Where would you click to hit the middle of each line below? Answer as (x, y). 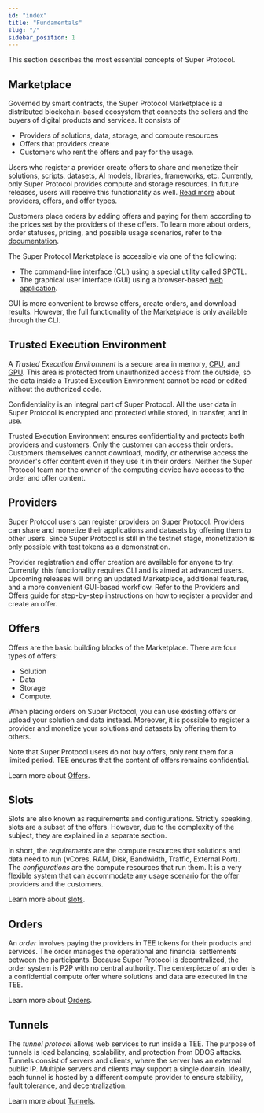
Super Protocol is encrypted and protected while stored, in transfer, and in (128, 412)
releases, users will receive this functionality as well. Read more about (122, 193)
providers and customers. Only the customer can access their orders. (121, 444)
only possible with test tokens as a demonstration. (89, 547)
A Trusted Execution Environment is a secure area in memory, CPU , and (124, 363)
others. (20, 736)
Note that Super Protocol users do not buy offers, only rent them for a (121, 751)
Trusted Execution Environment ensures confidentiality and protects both (126, 436)
